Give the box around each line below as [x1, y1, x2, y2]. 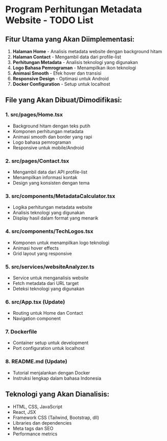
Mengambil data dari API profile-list [12, 169, 88, 175]
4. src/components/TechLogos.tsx [5, 228, 93, 235]
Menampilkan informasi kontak [12, 174, 78, 180]
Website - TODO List [5, 14, 93, 26]
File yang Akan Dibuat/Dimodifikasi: [5, 96, 123, 104]
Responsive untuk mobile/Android [12, 144, 84, 150]
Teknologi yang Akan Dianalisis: [5, 390, 110, 399]
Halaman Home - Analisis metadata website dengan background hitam [12, 49, 162, 54]
